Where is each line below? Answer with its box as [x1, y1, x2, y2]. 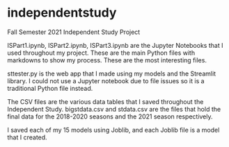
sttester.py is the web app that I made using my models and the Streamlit [7, 69, 216, 78]
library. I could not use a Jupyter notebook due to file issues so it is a [7, 76, 205, 85]
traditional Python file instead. [7, 84, 93, 92]
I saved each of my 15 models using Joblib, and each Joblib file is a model [7, 126, 220, 134]
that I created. [7, 133, 47, 141]
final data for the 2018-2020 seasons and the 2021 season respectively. [7, 112, 214, 121]
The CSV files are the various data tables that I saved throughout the [7, 97, 204, 105]
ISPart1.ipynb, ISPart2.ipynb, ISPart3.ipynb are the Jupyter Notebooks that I [7, 41, 223, 49]
